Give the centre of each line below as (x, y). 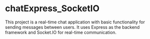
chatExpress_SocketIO (52, 9)
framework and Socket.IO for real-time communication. (61, 32)
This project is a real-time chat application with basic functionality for (75, 22)
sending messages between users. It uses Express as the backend (72, 27)
